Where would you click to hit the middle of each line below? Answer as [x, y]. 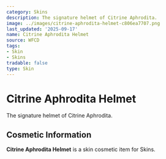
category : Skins [27, 12]
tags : [13, 46]
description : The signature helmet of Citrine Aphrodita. [82, 18]
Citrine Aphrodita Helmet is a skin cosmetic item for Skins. [81, 149]
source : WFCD [23, 40]
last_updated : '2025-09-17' [42, 29]
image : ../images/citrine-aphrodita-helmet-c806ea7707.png [83, 23]
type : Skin [20, 69]
